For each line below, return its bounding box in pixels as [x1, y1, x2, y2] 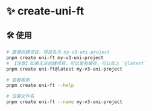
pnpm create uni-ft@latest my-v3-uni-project [6, 66, 122, 72]
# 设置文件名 [6, 94, 34, 100]
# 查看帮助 [6, 77, 30, 83]
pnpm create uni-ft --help [6, 83, 74, 89]
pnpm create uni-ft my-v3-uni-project [6, 54, 104, 61]
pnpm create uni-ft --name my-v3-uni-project [6, 99, 122, 105]
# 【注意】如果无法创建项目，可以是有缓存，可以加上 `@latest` [6, 60, 147, 66]
